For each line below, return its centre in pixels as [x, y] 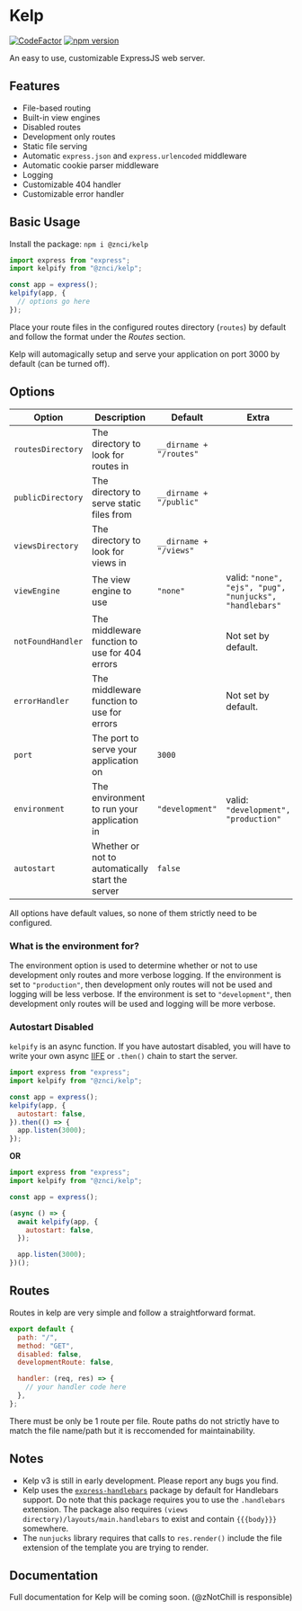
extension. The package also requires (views [105, 1509]
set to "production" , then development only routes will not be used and [141, 984]
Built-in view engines [61, 117]
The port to [115, 738]
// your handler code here [76, 1387]
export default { [42, 1329]
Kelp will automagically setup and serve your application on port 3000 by [145, 354]
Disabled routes [51, 127]
